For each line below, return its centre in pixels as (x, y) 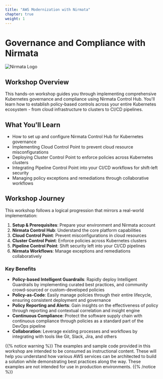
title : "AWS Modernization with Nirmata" (48, 10)
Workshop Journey (35, 199)
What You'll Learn (33, 125)
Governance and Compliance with (75, 43)
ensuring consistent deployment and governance (61, 300)
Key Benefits (20, 269)
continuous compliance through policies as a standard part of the (78, 321)
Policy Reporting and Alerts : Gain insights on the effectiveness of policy (85, 305)
